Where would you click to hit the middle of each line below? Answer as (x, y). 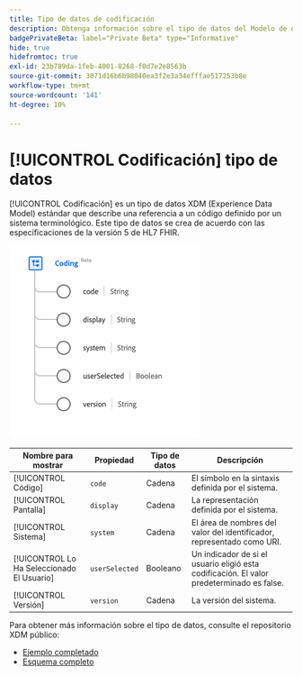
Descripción (240, 461)
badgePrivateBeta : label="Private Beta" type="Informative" (124, 38)
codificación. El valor (231, 573)
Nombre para (48, 455)
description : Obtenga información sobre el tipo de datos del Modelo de (148, 28)
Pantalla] (30, 510)
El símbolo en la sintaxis (236, 479)
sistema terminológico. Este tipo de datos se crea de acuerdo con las (137, 223)
